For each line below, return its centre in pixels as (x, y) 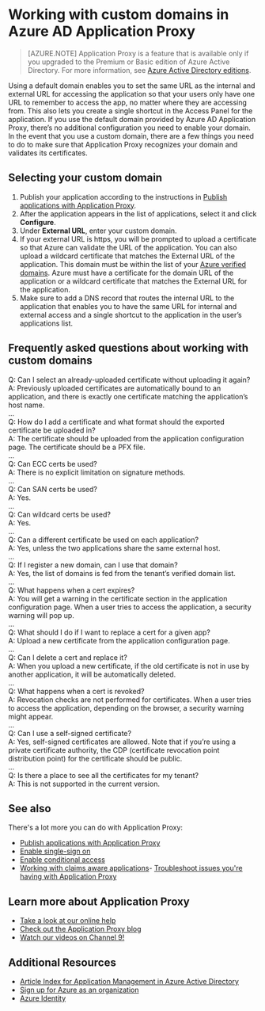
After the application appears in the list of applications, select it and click (138, 214)
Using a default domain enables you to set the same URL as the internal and (132, 86)
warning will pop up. (42, 615)
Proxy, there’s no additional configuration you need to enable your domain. (130, 128)
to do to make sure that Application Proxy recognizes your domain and (123, 144)
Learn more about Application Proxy (99, 901)
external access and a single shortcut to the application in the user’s (131, 315)
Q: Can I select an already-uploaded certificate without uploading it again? (129, 380)
